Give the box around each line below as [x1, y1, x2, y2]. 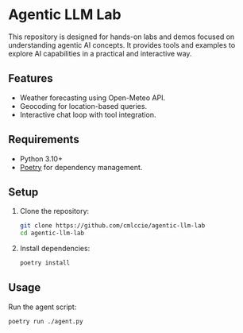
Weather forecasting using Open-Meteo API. [19, 93, 165, 103]
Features [8, 72, 53, 85]
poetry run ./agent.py [8, 317, 83, 325]
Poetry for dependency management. [19, 162, 143, 172]
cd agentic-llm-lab [19, 229, 85, 238]
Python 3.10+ [19, 153, 64, 164]
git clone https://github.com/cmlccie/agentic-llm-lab [19, 222, 206, 230]
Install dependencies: [19, 244, 91, 254]
